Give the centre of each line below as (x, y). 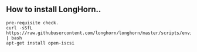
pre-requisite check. (33, 23)
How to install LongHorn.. (54, 10)
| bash (14, 38)
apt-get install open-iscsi (40, 43)
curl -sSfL (19, 28)
